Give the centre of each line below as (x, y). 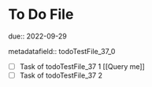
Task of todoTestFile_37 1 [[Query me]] (82, 66)
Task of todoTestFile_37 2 (61, 75)
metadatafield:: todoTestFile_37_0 (62, 51)
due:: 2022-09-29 (37, 36)
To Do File (41, 14)
